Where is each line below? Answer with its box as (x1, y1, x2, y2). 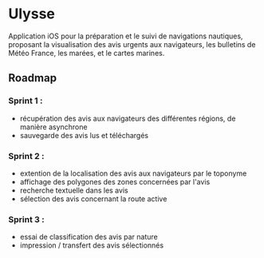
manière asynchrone (19, 121, 88, 132)
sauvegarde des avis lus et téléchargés (19, 130, 149, 140)
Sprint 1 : (8, 95, 43, 106)
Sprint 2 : (8, 150, 45, 161)
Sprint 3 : (8, 213, 45, 224)
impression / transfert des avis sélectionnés (19, 240, 164, 250)
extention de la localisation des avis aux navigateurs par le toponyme (19, 169, 247, 178)
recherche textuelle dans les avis (19, 185, 129, 195)
